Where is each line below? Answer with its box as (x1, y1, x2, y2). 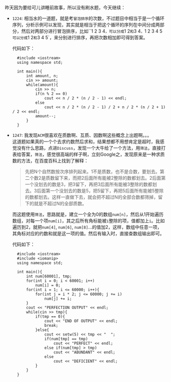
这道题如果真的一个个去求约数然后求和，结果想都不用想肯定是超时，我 (12, 138, 160, 145)
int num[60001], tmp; (26, 274, 72, 279)
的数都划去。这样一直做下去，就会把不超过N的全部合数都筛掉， (25, 194, 159, 200)
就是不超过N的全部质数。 (34, 201, 87, 206)
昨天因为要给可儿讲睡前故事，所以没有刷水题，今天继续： (5, 5, 126, 10)
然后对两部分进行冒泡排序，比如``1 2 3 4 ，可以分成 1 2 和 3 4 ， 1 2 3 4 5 (21, 28, 163, 34)
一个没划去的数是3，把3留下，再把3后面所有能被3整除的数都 (25, 181, 153, 187)
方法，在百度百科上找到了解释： (21, 158, 89, 163)
